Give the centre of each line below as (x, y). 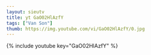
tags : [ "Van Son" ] (29, 23)
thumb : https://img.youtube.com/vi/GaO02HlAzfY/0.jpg (76, 29)
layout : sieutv (25, 12)
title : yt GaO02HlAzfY (35, 18)
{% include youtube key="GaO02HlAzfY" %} (62, 46)
